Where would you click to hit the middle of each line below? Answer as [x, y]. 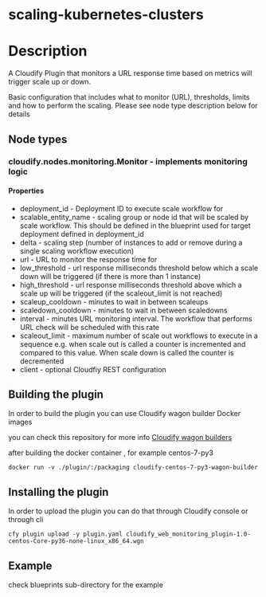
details [19, 114]
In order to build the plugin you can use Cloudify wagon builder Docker [125, 414]
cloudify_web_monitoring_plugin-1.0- [188, 534]
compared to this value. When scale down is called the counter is [127, 352]
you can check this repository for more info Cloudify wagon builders [120, 438]
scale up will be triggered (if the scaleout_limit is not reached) [121, 293]
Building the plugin [56, 395]
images [20, 422]
